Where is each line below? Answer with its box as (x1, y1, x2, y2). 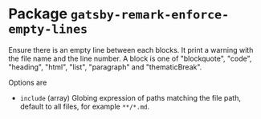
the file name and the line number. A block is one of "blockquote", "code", (8, 54, 252, 63)
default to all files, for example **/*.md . (19, 101, 150, 111)
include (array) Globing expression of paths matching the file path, (19, 93, 241, 102)
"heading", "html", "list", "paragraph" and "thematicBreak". (8, 61, 202, 72)
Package (8, 5, 68, 23)
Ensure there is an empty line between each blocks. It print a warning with (8, 45, 254, 54)
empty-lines (8, 22, 88, 37)
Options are (8, 77, 47, 87)
